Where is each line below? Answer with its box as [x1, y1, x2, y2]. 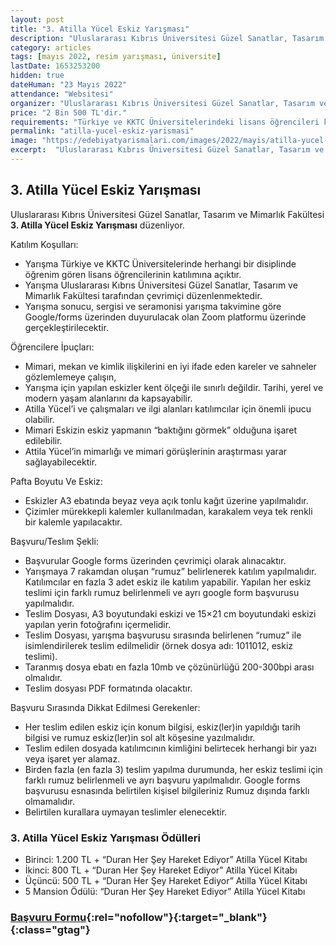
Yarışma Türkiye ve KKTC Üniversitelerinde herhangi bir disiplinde [24, 257, 297, 270]
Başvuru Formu [10, 910, 87, 924]
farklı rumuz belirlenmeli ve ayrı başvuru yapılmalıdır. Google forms [24, 774, 301, 786]
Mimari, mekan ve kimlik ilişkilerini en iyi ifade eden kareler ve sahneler [24, 360, 317, 372]
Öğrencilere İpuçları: [10, 341, 95, 353]
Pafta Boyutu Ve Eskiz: [10, 475, 103, 487]
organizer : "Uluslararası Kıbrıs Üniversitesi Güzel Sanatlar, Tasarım [10, 98, 315, 108]
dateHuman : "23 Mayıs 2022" [10, 80, 128, 90]
